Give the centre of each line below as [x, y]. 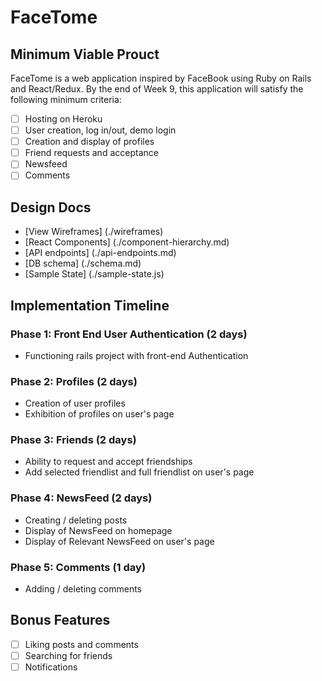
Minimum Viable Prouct [85, 54]
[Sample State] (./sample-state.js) [94, 274]
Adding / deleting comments [83, 589]
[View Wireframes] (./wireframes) [94, 232]
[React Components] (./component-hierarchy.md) [127, 242]
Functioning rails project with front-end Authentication [136, 355]
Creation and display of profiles [89, 142]
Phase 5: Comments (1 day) [78, 567]
